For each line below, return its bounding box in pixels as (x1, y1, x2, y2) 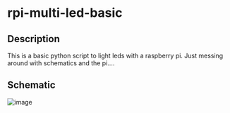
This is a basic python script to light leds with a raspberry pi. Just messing (7, 51, 224, 60)
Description (7, 33, 60, 45)
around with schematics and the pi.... (7, 59, 115, 67)
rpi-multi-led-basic (7, 5, 123, 21)
